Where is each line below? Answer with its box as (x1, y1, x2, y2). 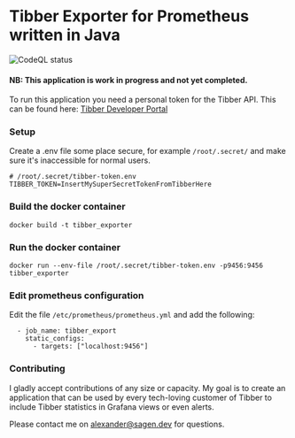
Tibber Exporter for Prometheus (9, 6, 250, 27)
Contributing (9, 363, 66, 375)
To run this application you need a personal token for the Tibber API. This (9, 95, 276, 105)
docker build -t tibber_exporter (9, 220, 133, 229)
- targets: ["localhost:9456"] (32, 342, 149, 351)
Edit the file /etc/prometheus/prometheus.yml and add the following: (9, 310, 255, 320)
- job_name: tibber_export (17, 327, 117, 335)
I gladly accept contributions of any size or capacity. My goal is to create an (9, 382, 286, 393)
